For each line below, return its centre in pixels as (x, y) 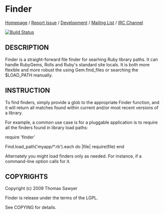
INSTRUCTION (28, 91)
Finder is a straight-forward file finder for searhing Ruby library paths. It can (82, 59)
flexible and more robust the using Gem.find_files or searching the (72, 70)
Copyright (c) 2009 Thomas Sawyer (41, 188)
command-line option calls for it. (38, 161)
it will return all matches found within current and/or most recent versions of (82, 107)
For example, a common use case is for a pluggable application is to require (82, 122)
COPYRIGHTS (26, 176)
